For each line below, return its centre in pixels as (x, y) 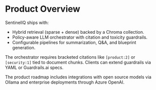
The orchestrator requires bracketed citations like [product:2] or (70, 57)
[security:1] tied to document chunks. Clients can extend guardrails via (78, 62)
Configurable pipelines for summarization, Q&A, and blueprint (74, 42)
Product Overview (43, 9)
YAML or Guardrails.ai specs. (34, 67)
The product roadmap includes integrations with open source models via (78, 77)
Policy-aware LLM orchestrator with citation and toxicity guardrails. (80, 37)
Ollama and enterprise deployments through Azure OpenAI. (65, 82)
